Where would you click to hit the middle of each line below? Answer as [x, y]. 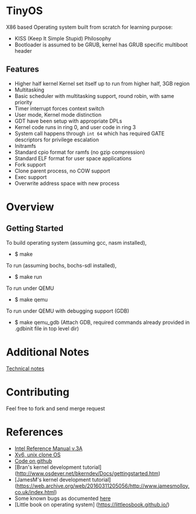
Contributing [38, 392]
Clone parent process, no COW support [62, 171]
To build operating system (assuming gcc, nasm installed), [76, 242]
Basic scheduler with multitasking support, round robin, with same [94, 96]
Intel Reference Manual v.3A [49, 448]
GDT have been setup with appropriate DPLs [68, 121]
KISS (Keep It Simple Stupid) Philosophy [63, 38]
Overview [30, 207]
